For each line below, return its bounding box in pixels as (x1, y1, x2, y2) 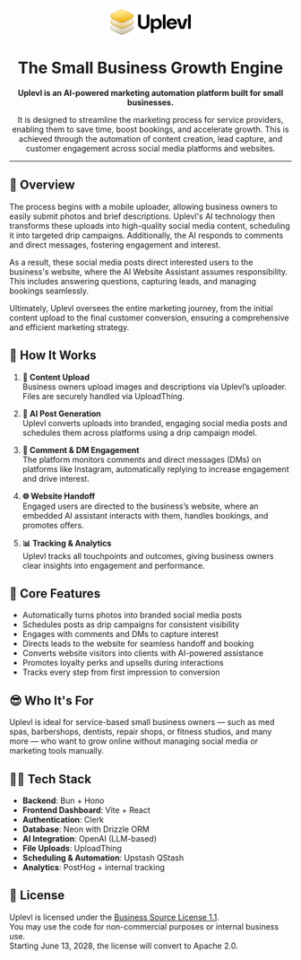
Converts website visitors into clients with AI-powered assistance (21, 648, 264, 659)
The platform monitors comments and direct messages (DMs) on (21, 454, 262, 465)
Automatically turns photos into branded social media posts (21, 610, 243, 621)
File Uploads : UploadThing (21, 843, 123, 853)
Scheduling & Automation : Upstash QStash (21, 852, 185, 863)
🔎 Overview (9, 178, 75, 193)
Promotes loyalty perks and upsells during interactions (21, 658, 224, 668)
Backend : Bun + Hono (21, 795, 105, 806)
